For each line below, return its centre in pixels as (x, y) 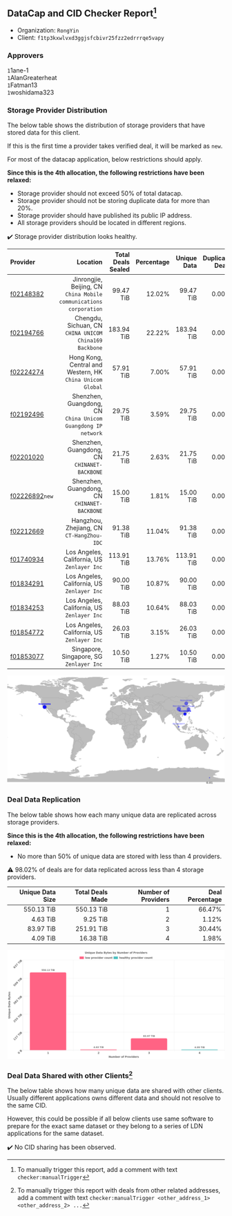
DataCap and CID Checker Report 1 (82, 12)
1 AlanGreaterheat (32, 78)
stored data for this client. (44, 133)
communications (81, 302)
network (91, 433)
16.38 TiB (94, 938)
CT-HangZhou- (84, 535)
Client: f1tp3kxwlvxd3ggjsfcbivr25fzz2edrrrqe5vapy (90, 37)
